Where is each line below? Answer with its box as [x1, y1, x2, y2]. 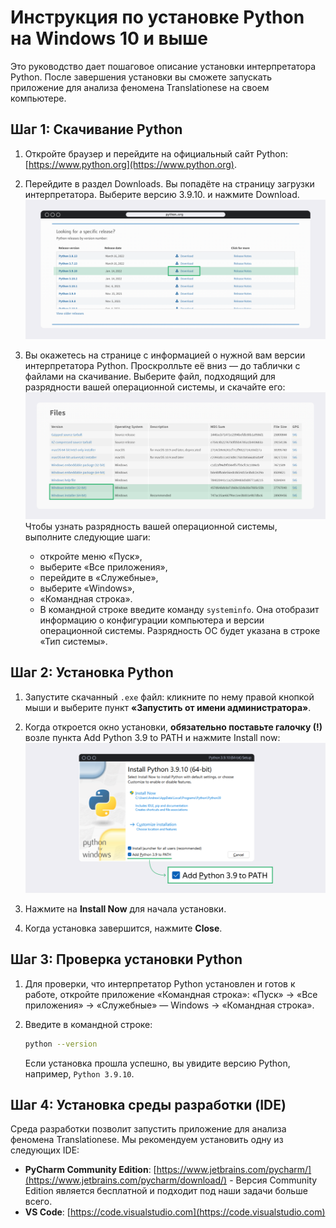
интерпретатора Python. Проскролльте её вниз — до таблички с [24, 359, 301, 371]
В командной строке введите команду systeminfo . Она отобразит [39, 604, 320, 616]
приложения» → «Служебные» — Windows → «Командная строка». [24, 999, 315, 1011]
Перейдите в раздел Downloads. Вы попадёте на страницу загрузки [24, 177, 315, 190]
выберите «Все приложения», [39, 561, 168, 573]
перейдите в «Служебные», [39, 572, 159, 584]
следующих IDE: [10, 1144, 80, 1156]
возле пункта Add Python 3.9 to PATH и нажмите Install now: [24, 731, 281, 743]
